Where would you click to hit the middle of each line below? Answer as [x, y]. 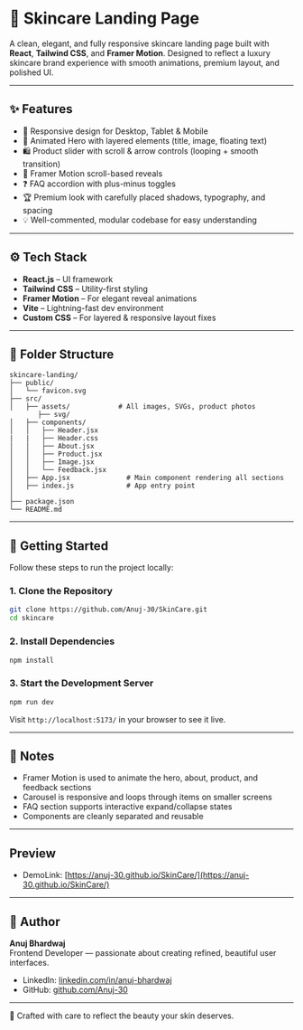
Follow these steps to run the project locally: [92, 568]
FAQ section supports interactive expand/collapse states [127, 807]
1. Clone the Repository [61, 591]
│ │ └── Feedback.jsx [58, 470]
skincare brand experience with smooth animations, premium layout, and [144, 62]
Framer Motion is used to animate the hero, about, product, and [140, 778]
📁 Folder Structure [62, 354]
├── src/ [26, 399]
